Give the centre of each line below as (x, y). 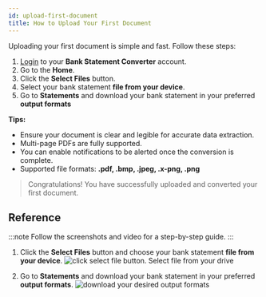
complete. (36, 160)
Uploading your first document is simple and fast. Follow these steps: (122, 46)
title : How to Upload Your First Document (80, 23)
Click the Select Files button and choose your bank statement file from (137, 252)
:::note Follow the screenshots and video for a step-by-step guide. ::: (121, 237)
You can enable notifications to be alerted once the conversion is (127, 152)
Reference (35, 218)
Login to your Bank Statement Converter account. (103, 61)
